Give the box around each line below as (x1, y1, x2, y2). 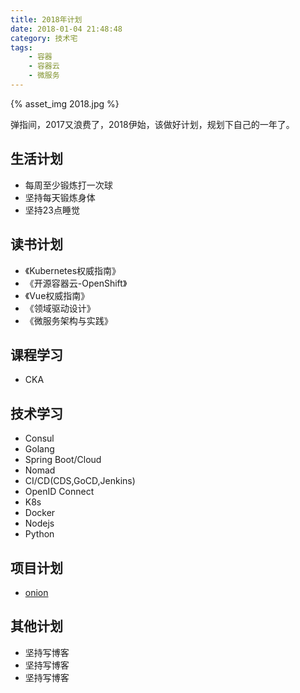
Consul (24, 432, 55, 445)
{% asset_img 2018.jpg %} (10, 97, 120, 110)
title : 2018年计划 (10, 14, 83, 25)
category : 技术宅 (10, 33, 78, 43)
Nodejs (24, 517, 55, 530)
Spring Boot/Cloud (24, 454, 102, 466)
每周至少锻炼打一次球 (24, 179, 113, 191)
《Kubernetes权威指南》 (24, 264, 122, 276)
